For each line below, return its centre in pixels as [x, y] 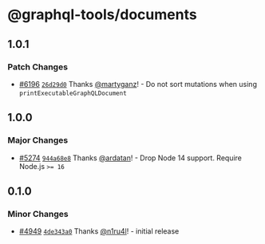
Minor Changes [38, 214]
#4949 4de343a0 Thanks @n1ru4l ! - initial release [99, 231]
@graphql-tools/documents [102, 15]
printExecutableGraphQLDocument [73, 93]
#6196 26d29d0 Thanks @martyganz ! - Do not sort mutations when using [138, 84]
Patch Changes [38, 67]
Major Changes [38, 140]
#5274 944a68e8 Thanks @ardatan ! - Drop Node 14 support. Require [131, 158]
